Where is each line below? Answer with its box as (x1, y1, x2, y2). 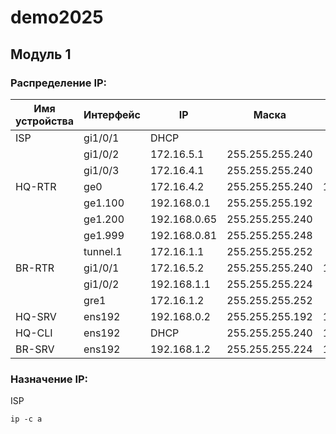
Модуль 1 (10, 46, 72, 63)
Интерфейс (83, 107, 141, 121)
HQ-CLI (15, 326, 53, 340)
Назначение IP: (10, 372, 89, 386)
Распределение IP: (10, 76, 108, 90)
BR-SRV (15, 342, 55, 356)
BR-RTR (15, 261, 55, 275)
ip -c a (10, 414, 43, 425)
